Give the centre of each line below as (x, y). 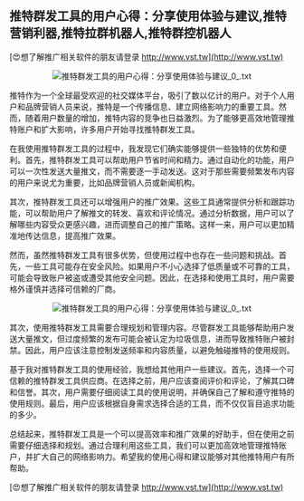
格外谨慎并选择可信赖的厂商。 (65, 289)
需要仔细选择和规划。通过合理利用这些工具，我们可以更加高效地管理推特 (144, 445)
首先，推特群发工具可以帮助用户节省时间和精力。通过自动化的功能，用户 (160, 159)
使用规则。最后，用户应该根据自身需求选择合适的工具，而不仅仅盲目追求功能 (152, 403)
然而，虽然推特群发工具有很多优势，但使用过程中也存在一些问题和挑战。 (144, 255)
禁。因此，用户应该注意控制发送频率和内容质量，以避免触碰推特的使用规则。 (152, 350)
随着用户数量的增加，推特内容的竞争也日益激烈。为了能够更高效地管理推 (160, 118)
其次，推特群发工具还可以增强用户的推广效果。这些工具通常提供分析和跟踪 (148, 201)
